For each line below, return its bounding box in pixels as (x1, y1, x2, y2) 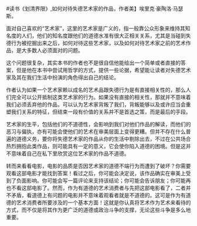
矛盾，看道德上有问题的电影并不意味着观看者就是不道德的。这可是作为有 (11, 192, 186, 198)
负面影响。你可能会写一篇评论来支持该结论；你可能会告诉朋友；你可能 (16, 177, 186, 184)
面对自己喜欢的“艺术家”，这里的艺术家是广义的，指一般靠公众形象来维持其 (6, 25, 186, 32)
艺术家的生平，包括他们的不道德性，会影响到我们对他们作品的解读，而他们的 (6, 121, 191, 128)
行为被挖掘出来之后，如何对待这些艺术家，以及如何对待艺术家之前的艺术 (11, 40, 186, 46)
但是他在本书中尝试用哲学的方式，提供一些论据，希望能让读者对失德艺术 (16, 67, 191, 73)
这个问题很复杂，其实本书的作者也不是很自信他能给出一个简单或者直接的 (6, 59, 181, 66)
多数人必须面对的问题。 (26, 47, 83, 54)
